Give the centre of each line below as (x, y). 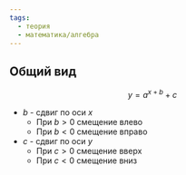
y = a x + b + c (152, 94)
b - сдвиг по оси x (58, 112)
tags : (20, 18)
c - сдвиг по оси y (57, 141)
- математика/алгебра (59, 34)
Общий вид (43, 71)
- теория (34, 26)
